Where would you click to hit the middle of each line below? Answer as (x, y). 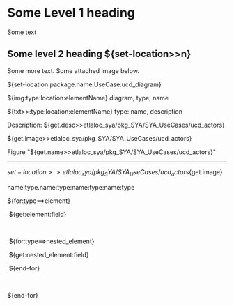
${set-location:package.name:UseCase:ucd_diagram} (84, 84)
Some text (22, 32)
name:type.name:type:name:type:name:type (71, 187)
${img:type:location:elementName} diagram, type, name (88, 98)
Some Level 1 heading (71, 13)
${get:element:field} (38, 214)
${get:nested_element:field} (49, 254)
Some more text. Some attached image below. (73, 70)
